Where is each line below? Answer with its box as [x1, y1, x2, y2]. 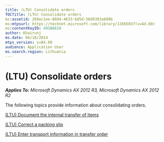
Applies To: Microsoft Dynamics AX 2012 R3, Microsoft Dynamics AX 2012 [5, 87, 159, 93]
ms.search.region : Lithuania [5, 49, 66, 54]
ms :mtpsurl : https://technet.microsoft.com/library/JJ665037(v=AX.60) [5, 21, 155, 26]
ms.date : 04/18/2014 [5, 35, 48, 40]
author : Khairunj [5, 30, 41, 35]
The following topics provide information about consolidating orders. [5, 102, 146, 108]
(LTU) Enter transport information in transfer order [5, 131, 108, 137]
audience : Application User [5, 44, 64, 49]
